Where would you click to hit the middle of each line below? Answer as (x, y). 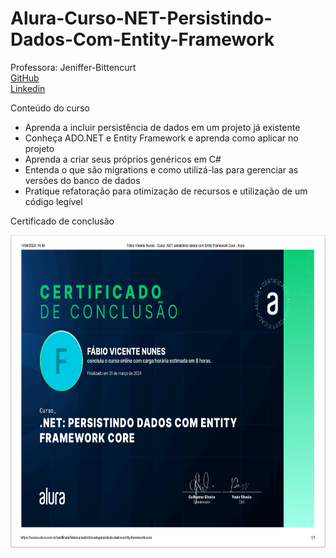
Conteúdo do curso (50, 108)
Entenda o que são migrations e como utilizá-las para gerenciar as (161, 169)
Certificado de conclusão (62, 221)
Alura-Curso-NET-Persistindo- (141, 18)
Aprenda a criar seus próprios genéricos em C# (123, 159)
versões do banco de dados (82, 180)
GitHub (25, 78)
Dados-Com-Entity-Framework (142, 39)
